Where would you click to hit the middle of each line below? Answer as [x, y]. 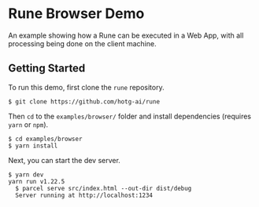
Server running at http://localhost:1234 [84, 195]
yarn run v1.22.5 [37, 181]
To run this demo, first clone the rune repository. [86, 87]
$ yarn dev [26, 174]
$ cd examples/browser [45, 139]
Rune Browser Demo [76, 14]
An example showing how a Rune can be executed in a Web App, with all [126, 35]
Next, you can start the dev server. [64, 160]
